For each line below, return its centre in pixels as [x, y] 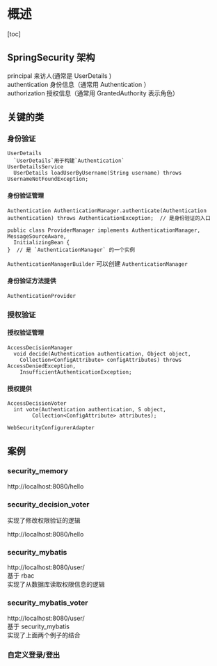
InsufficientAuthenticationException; [76, 372]
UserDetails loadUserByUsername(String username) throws [98, 173]
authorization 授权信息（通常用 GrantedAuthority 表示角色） [93, 93]
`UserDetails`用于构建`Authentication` [69, 161]
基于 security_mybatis [38, 626]
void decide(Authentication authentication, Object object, [102, 354]
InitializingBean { [42, 242]
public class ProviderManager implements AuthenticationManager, [104, 230]
